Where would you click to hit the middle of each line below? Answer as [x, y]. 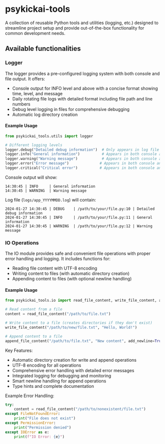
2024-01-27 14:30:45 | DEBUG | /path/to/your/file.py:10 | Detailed [80, 209]
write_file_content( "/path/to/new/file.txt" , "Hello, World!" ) [71, 327]
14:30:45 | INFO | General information [50, 186]
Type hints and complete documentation [53, 386]
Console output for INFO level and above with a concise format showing [85, 88]
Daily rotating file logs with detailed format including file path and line [82, 99]
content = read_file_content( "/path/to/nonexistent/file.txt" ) [80, 409]
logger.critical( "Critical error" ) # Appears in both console [80, 168]
